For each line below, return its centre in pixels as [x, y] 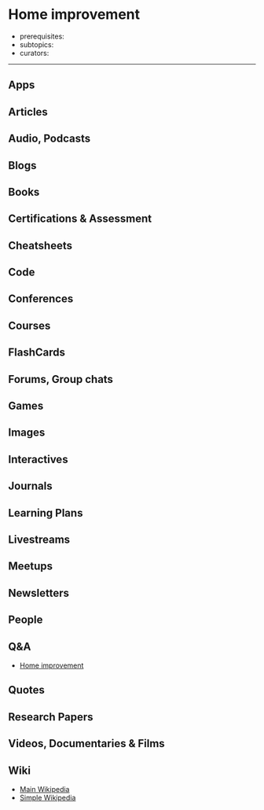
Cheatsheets [40, 245]
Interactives [38, 459]
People [26, 620]
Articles [28, 112]
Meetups [31, 567]
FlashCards [37, 353]
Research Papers [51, 717]
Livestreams [39, 539]
